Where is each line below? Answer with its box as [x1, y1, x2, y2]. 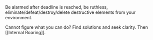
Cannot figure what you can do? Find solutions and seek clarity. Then [5, 24, 148, 30]
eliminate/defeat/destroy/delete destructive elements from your [5, 9, 136, 15]
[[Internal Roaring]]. [5, 30, 46, 35]
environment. [5, 15, 32, 20]
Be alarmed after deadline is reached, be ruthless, [5, 4, 108, 10]
